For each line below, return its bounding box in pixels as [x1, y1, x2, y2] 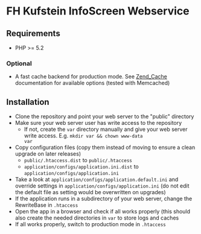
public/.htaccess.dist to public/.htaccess [24, 157, 133, 164]
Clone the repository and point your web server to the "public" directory [14, 113, 194, 120]
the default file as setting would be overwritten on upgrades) [14, 189, 166, 196]
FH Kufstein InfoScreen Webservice [6, 4, 190, 18]
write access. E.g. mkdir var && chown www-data [24, 132, 143, 139]
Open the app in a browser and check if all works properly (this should [14, 208, 191, 215]
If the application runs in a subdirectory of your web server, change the [14, 195, 193, 203]
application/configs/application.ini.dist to [24, 163, 139, 170]
